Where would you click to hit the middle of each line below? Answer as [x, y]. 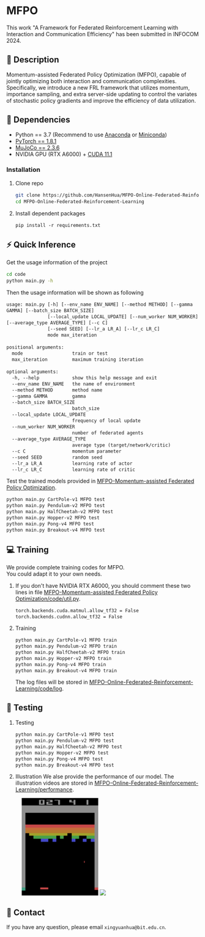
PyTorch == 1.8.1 [36, 141]
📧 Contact [26, 913]
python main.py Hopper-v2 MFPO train [63, 658]
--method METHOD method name [57, 390]
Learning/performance [44, 789]
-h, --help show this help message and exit [84, 378]
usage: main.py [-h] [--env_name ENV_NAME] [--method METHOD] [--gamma [99, 305]
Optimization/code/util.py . [48, 598]
